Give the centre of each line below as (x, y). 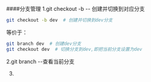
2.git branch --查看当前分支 (40, 61)
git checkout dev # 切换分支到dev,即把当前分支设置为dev (74, 49)
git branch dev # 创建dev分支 (44, 44)
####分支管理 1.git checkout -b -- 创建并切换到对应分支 (75, 9)
